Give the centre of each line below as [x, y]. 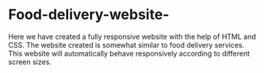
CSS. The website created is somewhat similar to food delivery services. [126, 44]
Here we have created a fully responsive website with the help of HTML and [132, 36]
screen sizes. [30, 62]
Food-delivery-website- [89, 15]
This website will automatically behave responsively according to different [129, 53]
